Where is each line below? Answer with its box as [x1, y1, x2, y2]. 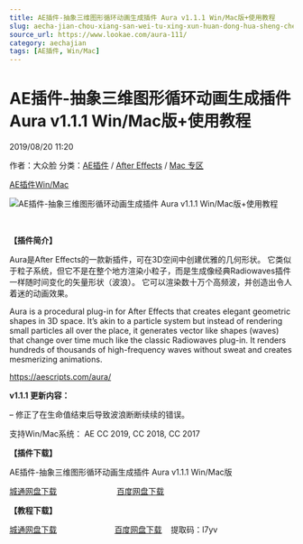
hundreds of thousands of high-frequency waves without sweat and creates [9, 345, 292, 355]
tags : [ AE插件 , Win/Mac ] [9, 47, 100, 56]
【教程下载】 [9, 505, 57, 516]
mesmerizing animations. [9, 354, 103, 365]
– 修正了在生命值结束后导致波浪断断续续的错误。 [9, 410, 189, 420]
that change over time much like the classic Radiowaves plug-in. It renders [9, 335, 287, 346]
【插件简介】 [9, 235, 57, 246]
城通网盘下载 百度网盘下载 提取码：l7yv [9, 524, 218, 535]
